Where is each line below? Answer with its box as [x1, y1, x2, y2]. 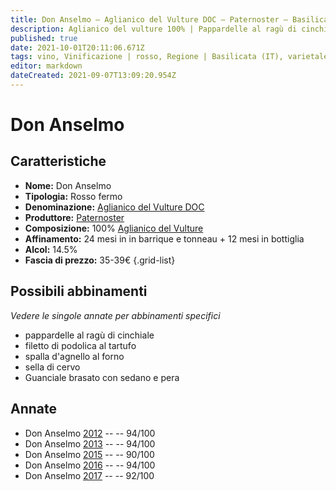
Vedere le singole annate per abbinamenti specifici [10, 309, 221, 321]
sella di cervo [24, 361, 81, 373]
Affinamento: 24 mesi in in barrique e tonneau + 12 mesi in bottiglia [24, 232, 305, 245]
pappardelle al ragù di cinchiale [24, 329, 155, 341]
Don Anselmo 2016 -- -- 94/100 [24, 459, 156, 471]
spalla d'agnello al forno [24, 350, 125, 362]
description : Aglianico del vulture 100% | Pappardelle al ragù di [10, 24, 298, 34]
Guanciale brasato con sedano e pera [24, 371, 180, 383]
